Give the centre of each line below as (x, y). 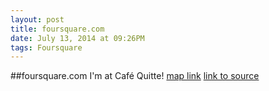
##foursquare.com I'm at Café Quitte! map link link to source (135, 76)
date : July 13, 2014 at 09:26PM (77, 38)
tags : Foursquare (46, 47)
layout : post (37, 19)
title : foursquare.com (57, 29)
